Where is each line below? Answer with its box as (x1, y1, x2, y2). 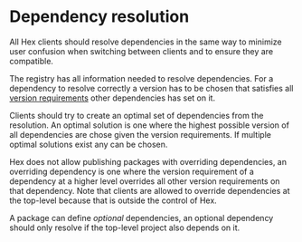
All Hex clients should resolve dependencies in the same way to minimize (9, 36, 282, 47)
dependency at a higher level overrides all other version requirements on (9, 175, 280, 187)
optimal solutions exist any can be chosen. (9, 139, 168, 150)
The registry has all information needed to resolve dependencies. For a (9, 73, 274, 83)
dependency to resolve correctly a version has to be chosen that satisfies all (9, 82, 294, 93)
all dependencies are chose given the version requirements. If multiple (9, 129, 271, 140)
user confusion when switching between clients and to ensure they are (9, 45, 274, 56)
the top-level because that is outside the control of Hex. (9, 195, 217, 206)
